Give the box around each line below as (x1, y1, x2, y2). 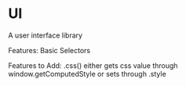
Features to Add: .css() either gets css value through (8, 60, 178, 70)
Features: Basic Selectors (8, 45, 91, 55)
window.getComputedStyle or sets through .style (8, 69, 166, 78)
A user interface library (8, 30, 83, 40)
